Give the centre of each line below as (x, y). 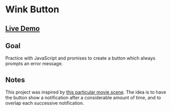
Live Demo (23, 29)
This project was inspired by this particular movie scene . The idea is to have (86, 92)
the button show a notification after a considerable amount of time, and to (83, 98)
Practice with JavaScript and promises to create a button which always (80, 58)
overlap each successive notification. (45, 103)
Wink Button (32, 10)
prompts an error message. (34, 64)
